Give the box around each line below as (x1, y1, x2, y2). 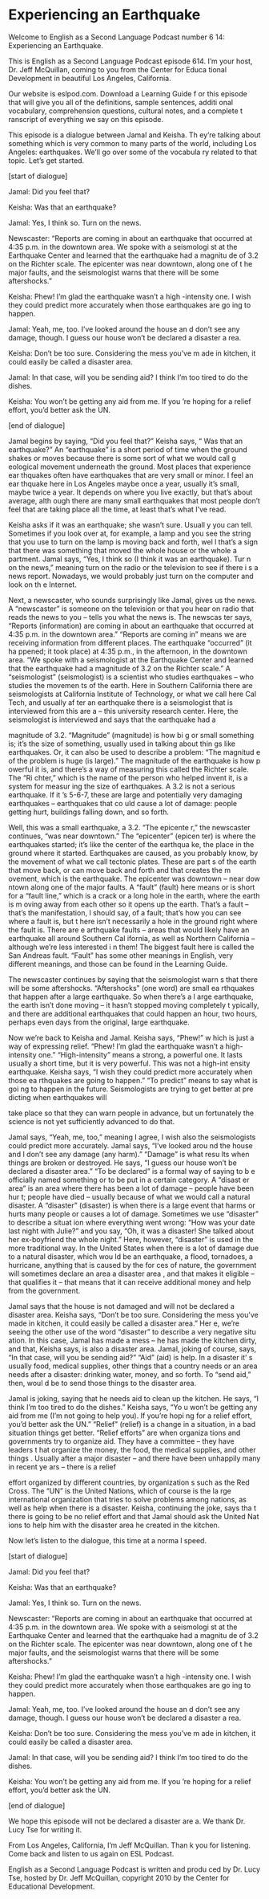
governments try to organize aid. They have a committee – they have (8, 1436, 235, 1446)
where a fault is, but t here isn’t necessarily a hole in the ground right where (8, 916, 258, 926)
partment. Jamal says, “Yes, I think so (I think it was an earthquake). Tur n (8, 554, 251, 564)
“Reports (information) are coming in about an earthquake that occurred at (8, 621, 254, 630)
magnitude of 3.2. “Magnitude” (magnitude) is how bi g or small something (8, 730, 255, 740)
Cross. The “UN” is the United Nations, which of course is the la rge (8, 1485, 232, 1495)
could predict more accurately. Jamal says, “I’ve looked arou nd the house (8, 1140, 254, 1150)
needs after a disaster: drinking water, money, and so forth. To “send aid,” (8, 1369, 251, 1379)
